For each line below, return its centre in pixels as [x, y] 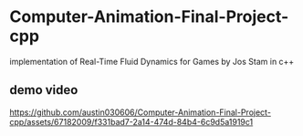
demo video [44, 90]
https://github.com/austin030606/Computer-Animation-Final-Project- [141, 112]
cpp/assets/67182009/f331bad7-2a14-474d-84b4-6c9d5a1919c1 [131, 121]
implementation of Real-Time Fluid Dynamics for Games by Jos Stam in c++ [152, 61]
